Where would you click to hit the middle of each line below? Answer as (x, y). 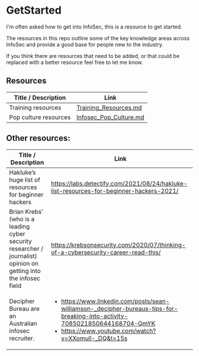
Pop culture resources (40, 117)
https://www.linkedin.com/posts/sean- (115, 301)
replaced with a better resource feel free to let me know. (75, 62)
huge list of (25, 179)
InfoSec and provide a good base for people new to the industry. (85, 44)
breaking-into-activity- (95, 316)
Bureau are (24, 309)
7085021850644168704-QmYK (108, 323)
